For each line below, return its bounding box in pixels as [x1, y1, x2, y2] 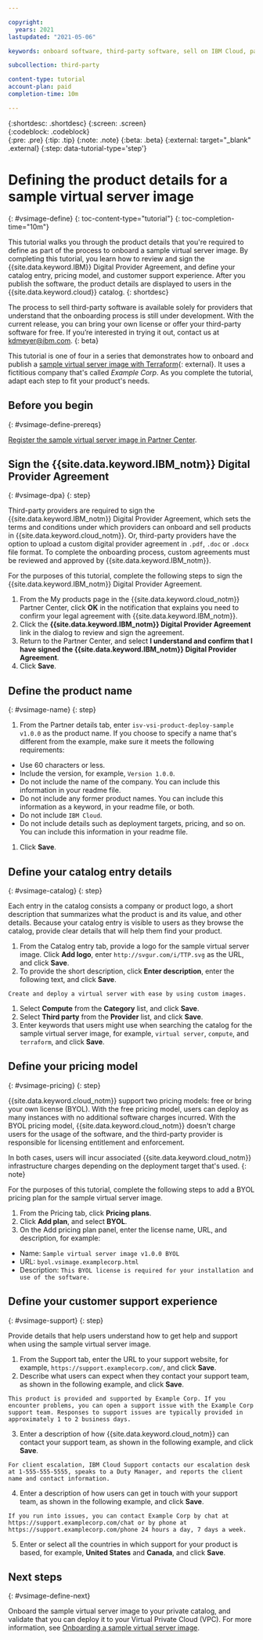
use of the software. [19, 1273, 90, 1281]
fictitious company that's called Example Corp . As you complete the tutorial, [8, 367, 254, 377]
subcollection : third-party [8, 61, 100, 69]
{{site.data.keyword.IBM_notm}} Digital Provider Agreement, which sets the [8, 514, 251, 524]
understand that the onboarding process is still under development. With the [8, 311, 254, 320]
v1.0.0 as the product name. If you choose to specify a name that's [19, 729, 237, 738]
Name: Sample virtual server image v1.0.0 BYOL [19, 1248, 180, 1258]
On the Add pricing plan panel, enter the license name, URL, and [19, 1225, 227, 1234]
